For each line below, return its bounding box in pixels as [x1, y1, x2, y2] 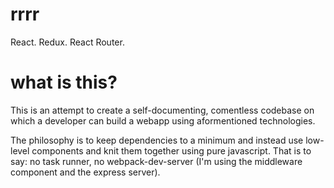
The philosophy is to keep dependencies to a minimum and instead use [10, 134, 304, 146]
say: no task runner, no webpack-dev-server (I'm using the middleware [10, 155, 303, 167]
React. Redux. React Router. [10, 36, 125, 48]
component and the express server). [10, 166, 161, 178]
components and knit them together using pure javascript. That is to [31, 144, 312, 157]
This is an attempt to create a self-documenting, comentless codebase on [10, 104, 315, 116]
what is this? [10, 71, 118, 94]
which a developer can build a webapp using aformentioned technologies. [10, 114, 316, 127]
